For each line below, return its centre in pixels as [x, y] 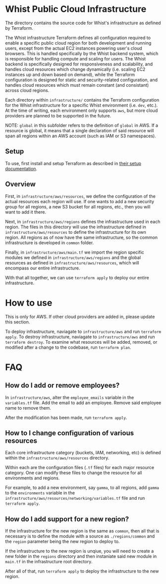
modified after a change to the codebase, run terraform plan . [68, 347]
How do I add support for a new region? [67, 519]
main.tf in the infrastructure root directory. [49, 562]
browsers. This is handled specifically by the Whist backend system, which [82, 53]
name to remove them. [28, 408]
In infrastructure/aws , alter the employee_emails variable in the [70, 397]
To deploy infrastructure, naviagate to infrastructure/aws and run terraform [83, 331]
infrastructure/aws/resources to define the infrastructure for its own [76, 232]
